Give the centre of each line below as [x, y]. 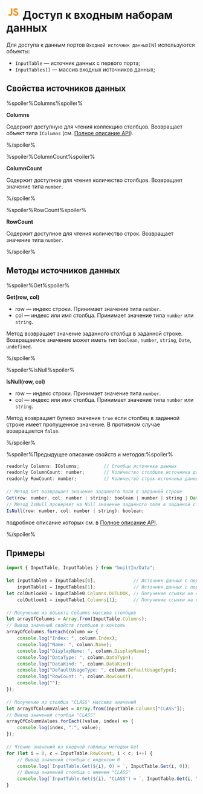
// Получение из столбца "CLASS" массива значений [71, 702]
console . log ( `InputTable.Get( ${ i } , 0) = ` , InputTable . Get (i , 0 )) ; [104, 766]
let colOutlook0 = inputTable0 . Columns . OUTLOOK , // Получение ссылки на [100, 593]
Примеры [26, 553]
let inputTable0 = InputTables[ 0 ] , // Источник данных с [97, 581]
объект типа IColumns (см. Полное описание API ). [70, 133]
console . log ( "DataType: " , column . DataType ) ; [76, 657]
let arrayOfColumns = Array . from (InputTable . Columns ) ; [77, 619]
